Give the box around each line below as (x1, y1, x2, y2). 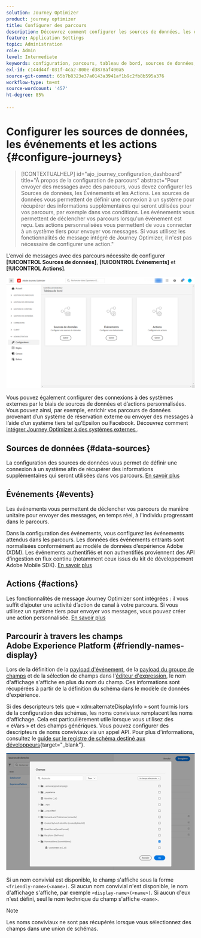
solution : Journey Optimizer (6, 10, 79, 16)
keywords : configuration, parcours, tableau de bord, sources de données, (6, 60, 197, 66)
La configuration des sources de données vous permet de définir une (6, 459, 178, 466)
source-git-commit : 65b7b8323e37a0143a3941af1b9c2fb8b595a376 (6, 73, 165, 79)
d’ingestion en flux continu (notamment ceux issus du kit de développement (6, 555, 193, 562)
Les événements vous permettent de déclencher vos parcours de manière (6, 505, 189, 513)
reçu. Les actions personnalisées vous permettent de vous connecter (20, 221, 192, 228)
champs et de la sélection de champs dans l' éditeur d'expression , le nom (6, 672, 187, 679)
